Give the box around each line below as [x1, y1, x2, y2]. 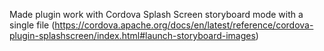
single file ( [9, 19, 56, 31]
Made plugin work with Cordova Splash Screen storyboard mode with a [9, 9, 304, 20]
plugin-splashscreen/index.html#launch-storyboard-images [9, 30, 256, 41]
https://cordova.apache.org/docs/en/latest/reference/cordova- [54, 19, 314, 31]
